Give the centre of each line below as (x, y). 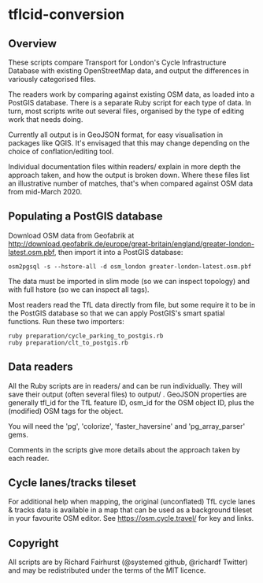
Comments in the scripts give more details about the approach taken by (124, 449)
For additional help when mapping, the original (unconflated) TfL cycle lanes (132, 502)
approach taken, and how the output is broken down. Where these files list (129, 175)
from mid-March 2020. (45, 192)
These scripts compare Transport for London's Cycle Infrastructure (117, 62)
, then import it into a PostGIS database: (119, 252)
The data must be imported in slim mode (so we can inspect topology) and (129, 281)
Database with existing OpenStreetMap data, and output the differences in (129, 71)
